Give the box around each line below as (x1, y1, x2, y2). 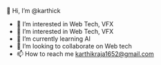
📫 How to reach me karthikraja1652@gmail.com (16, 50, 155, 58)
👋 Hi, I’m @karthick (6, 7, 61, 15)
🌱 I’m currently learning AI (16, 35, 91, 43)
